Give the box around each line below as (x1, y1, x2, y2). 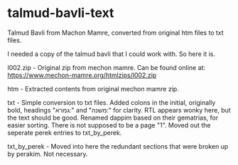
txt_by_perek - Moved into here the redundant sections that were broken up (7, 142, 229, 150)
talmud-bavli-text (7, 5, 114, 21)
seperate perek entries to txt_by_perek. (7, 128, 122, 137)
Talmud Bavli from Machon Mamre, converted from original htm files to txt (7, 28, 224, 37)
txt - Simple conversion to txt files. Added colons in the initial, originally (7, 98, 216, 107)
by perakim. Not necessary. (7, 149, 88, 158)
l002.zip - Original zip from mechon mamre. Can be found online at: (7, 63, 206, 72)
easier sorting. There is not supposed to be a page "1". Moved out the (7, 120, 211, 129)
